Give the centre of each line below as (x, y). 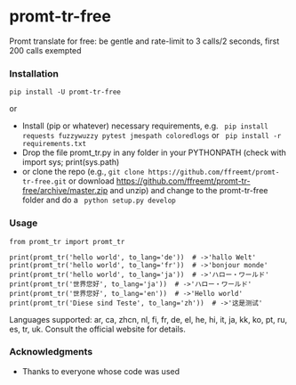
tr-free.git (44, 182)
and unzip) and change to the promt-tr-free (189, 191)
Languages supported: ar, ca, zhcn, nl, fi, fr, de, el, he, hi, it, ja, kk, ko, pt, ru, (148, 319)
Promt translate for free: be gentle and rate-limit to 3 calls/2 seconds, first (144, 41)
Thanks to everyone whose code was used (101, 371)
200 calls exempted (45, 50)
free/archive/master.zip (65, 191)
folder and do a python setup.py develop (99, 200)
